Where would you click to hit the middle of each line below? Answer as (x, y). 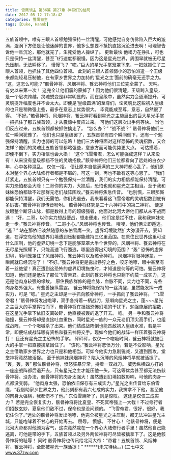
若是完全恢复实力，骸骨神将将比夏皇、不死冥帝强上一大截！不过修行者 (89, 402)
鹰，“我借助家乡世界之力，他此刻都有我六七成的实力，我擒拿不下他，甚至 (82, 390)
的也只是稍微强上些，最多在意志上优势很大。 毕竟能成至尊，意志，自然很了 (84, 110)
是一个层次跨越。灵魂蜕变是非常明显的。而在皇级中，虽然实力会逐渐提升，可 (85, 97)
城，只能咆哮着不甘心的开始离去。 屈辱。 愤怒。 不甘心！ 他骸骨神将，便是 (83, 421)
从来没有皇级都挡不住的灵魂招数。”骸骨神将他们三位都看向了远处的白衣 (88, 160)
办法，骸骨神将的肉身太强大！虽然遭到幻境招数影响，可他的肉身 (94, 377)
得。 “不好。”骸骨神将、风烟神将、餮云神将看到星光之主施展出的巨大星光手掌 (85, 116)
